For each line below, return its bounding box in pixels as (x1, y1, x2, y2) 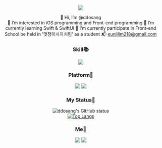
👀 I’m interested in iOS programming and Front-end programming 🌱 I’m (7, 20, 154, 26)
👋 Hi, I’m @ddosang (60, 15, 101, 20)
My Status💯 (66, 96, 95, 103)
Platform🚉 (68, 72, 93, 79)
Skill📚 (72, 45, 89, 53)
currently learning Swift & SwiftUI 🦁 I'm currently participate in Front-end (5, 25, 156, 31)
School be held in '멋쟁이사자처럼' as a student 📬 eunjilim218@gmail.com (5, 31, 157, 37)
